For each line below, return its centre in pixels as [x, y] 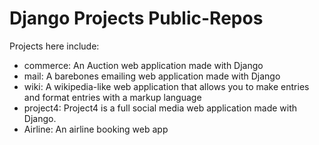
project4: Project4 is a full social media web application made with [160, 108]
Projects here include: [54, 46]
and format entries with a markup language [112, 97]
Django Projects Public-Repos [136, 18]
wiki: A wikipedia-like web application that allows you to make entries [166, 86]
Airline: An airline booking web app [96, 129]
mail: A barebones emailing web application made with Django [152, 76]
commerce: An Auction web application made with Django [143, 65]
